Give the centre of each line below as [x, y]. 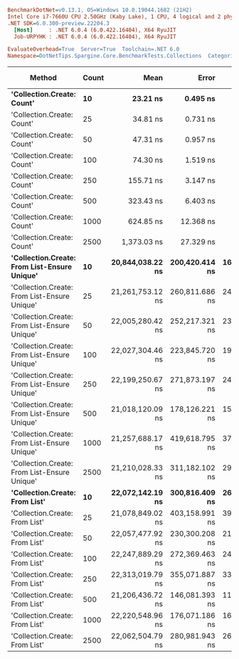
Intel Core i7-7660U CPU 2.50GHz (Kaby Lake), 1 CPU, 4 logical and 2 [114, 16]
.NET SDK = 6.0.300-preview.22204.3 [59, 23]
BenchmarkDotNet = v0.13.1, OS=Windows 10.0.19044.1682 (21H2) [100, 10]
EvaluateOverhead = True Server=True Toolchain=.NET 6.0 [94, 49]
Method [43, 78]
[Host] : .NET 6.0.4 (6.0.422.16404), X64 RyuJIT [95, 30]
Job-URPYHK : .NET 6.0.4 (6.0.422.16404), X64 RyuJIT [95, 36]
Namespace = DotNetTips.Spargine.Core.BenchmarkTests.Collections [105, 56]
